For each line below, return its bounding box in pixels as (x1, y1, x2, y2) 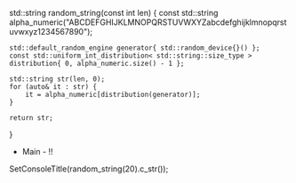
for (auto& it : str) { (9, 83, 98, 91)
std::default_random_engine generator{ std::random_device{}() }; (9, 44, 260, 52)
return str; (9, 114, 53, 123)
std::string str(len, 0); (9, 75, 105, 84)
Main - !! (21, 147, 53, 156)
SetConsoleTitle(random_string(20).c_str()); (9, 163, 169, 174)
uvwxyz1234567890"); (9, 27, 93, 36)
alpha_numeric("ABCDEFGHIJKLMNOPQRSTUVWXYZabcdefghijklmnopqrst (9, 17, 287, 28)
